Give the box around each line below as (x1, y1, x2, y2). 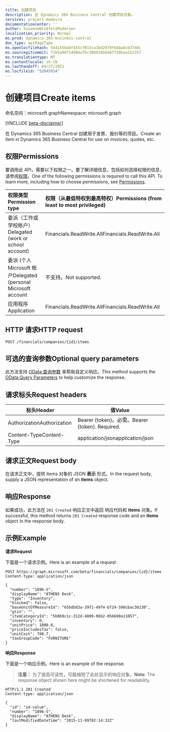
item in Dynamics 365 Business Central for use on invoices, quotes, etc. (5, 136, 155, 142)
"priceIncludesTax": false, (10, 627, 69, 632)
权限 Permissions (5, 152, 59, 161)
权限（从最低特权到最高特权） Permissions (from (45, 195, 162, 202)
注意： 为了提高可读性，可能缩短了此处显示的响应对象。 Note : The (17, 671, 155, 677)
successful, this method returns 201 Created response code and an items (5, 512, 158, 518)
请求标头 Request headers (5, 390, 87, 399)
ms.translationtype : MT (5, 54, 56, 60)
